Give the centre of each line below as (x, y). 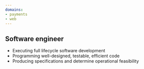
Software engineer (34, 39)
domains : (14, 10)
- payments (16, 14)
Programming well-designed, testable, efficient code (66, 56)
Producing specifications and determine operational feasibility (76, 61)
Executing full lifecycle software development (59, 51)
